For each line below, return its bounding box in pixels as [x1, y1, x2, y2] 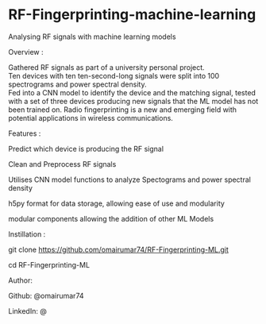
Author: [8, 276, 33, 285]
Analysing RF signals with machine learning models [8, 32, 176, 41]
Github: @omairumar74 [8, 291, 85, 300]
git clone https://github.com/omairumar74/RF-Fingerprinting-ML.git [8, 245, 229, 254]
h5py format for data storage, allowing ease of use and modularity [8, 199, 225, 208]
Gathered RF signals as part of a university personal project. [8, 62, 205, 72]
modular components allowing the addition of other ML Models [8, 214, 214, 223]
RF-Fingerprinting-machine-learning [8, 6, 256, 24]
